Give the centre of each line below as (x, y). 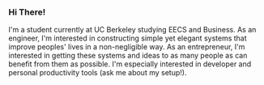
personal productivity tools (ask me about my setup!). (98, 73)
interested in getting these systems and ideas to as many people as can (128, 56)
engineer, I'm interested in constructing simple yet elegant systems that (128, 38)
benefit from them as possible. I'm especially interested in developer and (130, 64)
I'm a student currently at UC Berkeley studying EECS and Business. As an (132, 30)
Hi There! (27, 12)
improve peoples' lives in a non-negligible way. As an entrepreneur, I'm (127, 47)
